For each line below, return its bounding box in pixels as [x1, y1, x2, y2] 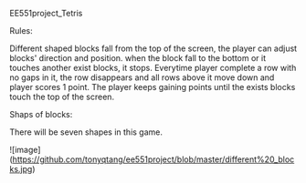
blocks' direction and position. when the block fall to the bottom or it [9, 53, 267, 63]
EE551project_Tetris [9, 8, 83, 18]
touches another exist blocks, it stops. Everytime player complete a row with [9, 63, 297, 73]
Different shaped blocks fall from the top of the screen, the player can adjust [9, 43, 298, 54]
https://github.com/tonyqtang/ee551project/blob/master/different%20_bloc [12, 154, 295, 165]
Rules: [9, 25, 34, 36]
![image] [9, 145, 41, 155]
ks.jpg [9, 164, 33, 174]
